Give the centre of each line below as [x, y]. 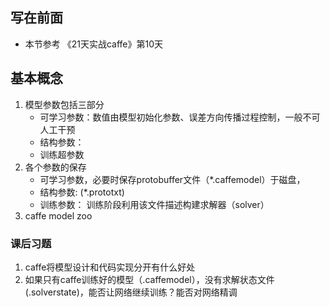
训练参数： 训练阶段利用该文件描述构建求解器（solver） [154, 204]
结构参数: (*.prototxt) [82, 192]
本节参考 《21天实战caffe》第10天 [94, 44]
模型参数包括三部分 [64, 104]
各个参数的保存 [55, 167]
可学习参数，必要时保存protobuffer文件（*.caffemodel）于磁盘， [172, 179]
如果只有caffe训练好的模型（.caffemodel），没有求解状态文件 [149, 279]
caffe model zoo [58, 215]
